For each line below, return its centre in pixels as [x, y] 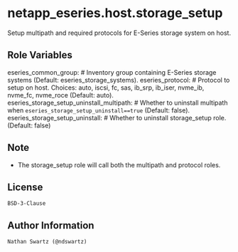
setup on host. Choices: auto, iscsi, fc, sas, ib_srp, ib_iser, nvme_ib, [106, 88]
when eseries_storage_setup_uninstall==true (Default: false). [99, 110]
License [25, 187]
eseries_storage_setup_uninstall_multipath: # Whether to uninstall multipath [118, 103]
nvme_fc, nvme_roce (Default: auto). [60, 95]
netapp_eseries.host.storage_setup [115, 13]
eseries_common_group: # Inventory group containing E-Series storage [112, 72]
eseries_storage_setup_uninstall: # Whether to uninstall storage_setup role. [117, 117]
